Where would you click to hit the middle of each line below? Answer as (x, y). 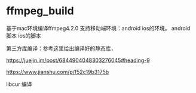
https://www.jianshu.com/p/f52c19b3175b (58, 72)
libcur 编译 (19, 84)
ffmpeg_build (40, 11)
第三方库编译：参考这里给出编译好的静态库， (61, 48)
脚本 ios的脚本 (24, 35)
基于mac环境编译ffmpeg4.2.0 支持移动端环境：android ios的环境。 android (98, 28)
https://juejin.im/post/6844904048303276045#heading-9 (78, 60)
